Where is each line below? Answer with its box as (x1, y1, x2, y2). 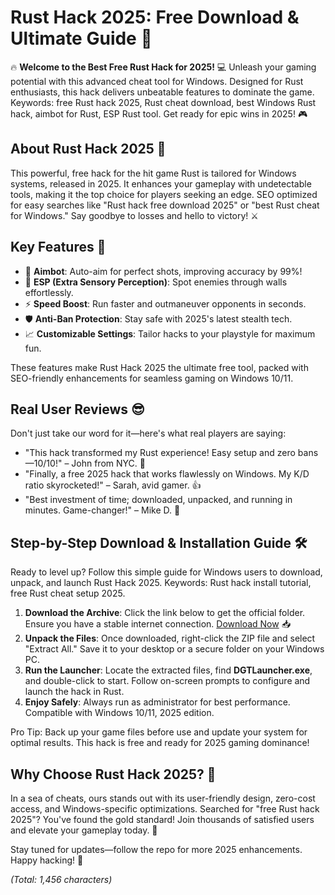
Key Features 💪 (10, 239, 107, 256)
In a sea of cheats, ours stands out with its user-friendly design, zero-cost (10, 792, 316, 804)
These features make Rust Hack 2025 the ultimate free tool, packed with (10, 361, 309, 373)
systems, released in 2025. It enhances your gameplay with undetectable (10, 177, 312, 190)
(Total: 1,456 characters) (10, 874, 113, 885)
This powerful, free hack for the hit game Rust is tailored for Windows (10, 167, 297, 179)
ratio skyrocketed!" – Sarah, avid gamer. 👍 (24, 479, 202, 491)
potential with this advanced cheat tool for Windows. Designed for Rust (10, 75, 304, 87)
